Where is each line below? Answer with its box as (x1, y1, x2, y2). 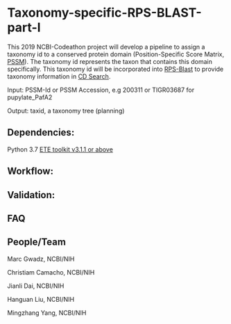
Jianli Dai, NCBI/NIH (7, 282, 65, 290)
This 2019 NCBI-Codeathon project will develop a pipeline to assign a (7, 42, 205, 51)
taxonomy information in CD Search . (7, 72, 111, 81)
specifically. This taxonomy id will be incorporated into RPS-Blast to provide (7, 65, 224, 73)
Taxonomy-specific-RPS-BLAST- (7, 5, 203, 21)
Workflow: (7, 165, 54, 177)
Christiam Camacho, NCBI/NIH (7, 268, 95, 276)
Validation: (7, 189, 55, 201)
